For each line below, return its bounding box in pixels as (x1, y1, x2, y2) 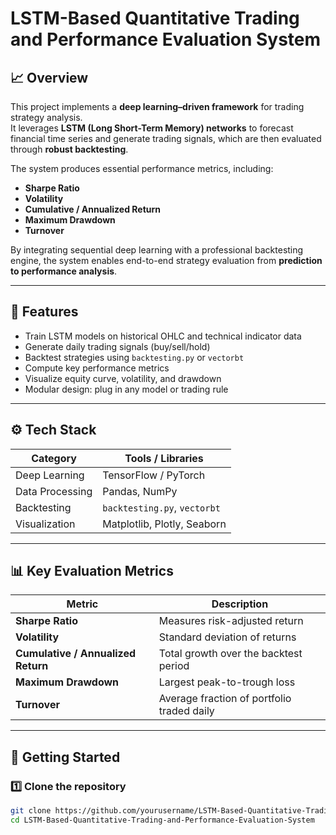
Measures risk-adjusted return (158, 614, 304, 628)
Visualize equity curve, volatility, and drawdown (24, 372, 222, 384)
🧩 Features (10, 303, 79, 321)
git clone (10, 806, 52, 816)
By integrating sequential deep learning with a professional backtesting (10, 244, 304, 256)
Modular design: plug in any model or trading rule (24, 383, 229, 395)
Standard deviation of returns (158, 630, 297, 644)
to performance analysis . (10, 265, 118, 277)
